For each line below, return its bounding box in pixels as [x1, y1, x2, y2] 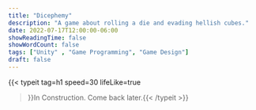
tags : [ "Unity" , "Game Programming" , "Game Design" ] [8, 48, 190, 56]
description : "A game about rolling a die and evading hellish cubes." [8, 19, 249, 27]
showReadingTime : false [8, 33, 87, 42]
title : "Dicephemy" [8, 11, 73, 20]
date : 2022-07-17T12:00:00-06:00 [8, 26, 119, 34]
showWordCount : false [8, 41, 80, 49]
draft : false [8, 56, 51, 64]
